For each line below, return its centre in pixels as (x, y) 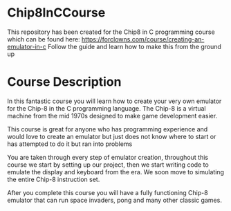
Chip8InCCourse (56, 13)
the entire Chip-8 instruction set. (54, 179)
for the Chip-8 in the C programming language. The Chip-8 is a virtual (107, 108)
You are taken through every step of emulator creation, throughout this (108, 157)
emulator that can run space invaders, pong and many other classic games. (115, 200)
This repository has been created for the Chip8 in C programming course (111, 32)
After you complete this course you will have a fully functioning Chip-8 (108, 192)
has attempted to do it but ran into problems (70, 144)
